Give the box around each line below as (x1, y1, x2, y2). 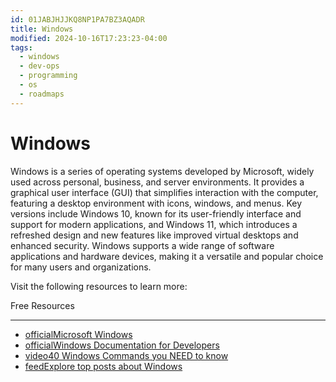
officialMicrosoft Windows (24, 328, 133, 340)
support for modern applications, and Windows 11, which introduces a (10, 218, 298, 230)
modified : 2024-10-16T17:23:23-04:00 (10, 33, 168, 43)
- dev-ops (19, 61, 60, 71)
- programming (19, 71, 78, 81)
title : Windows (10, 24, 74, 34)
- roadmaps (19, 89, 65, 99)
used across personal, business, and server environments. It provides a (10, 176, 305, 188)
